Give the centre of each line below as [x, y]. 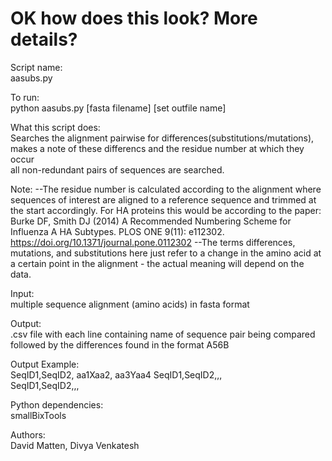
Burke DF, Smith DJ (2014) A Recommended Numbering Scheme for [151, 221]
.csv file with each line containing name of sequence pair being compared [163, 334]
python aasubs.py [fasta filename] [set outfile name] [118, 108]
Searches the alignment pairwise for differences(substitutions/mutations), [162, 138]
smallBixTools [38, 415]
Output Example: [45, 364]
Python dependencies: [57, 404]
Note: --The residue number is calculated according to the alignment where [166, 189]
